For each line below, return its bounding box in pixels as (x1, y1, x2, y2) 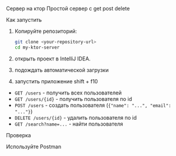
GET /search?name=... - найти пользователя (14, 120, 123, 127)
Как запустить (6, 16, 42, 23)
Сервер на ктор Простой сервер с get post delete (6, 5, 130, 12)
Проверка (6, 131, 31, 138)
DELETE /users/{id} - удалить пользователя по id (14, 114, 137, 121)
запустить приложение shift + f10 (14, 77, 98, 84)
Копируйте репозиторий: (14, 28, 77, 35)
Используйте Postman (6, 143, 62, 150)
